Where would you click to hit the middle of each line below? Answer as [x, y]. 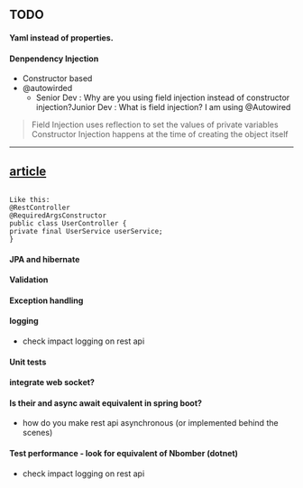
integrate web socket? [52, 382]
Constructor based [57, 78]
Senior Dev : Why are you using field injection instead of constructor [163, 97]
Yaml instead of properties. [62, 37]
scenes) [37, 433]
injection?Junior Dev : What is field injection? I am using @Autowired [163, 107]
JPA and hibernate [45, 259]
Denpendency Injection [54, 59]
